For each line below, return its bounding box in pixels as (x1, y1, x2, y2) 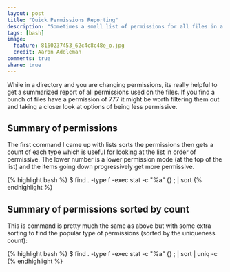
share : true (7, 61, 41, 68)
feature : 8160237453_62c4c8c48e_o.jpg (13, 42, 125, 49)
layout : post (7, 10, 45, 17)
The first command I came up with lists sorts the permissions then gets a (7, 141, 213, 149)
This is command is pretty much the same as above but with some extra (7, 222, 211, 230)
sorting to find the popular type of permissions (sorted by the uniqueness (7, 229, 216, 237)
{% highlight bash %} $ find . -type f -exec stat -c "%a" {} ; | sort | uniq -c (7, 250, 218, 258)
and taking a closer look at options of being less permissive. (7, 102, 178, 110)
